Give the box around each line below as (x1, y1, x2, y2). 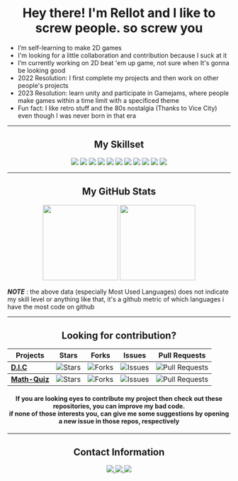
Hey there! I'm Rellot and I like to (22, 5, 216, 21)
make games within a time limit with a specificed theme (17, 96, 179, 104)
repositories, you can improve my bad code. (52, 402, 186, 410)
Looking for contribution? (61, 329, 177, 341)
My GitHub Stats (81, 186, 157, 198)
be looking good (17, 66, 66, 74)
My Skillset (93, 138, 144, 150)
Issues (123, 350, 147, 360)
